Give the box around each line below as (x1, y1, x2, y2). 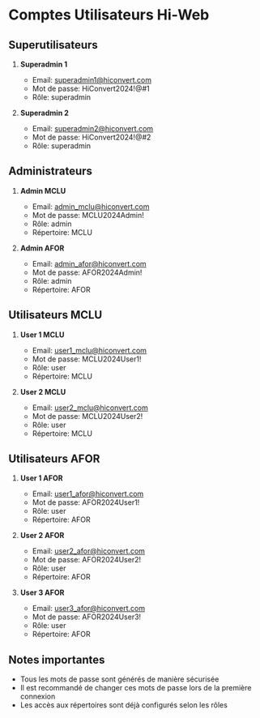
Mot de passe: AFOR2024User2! (32, 555, 142, 565)
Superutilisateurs (8, 38, 99, 52)
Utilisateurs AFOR (8, 452, 100, 466)
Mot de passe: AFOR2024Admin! (32, 267, 143, 277)
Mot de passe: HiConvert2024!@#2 (32, 132, 151, 142)
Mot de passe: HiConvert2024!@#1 (32, 83, 150, 93)
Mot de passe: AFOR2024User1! (32, 498, 140, 507)
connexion (19, 691, 56, 702)
